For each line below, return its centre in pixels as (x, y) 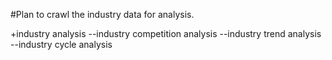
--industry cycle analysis (61, 44)
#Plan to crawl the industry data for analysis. (102, 14)
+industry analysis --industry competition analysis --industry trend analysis (166, 33)
